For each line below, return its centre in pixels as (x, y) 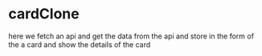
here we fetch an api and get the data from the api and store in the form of (131, 36)
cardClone (44, 14)
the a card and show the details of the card (80, 44)
